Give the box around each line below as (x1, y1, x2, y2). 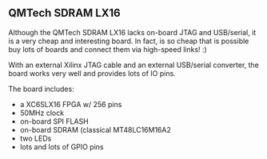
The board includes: (8, 84, 74, 93)
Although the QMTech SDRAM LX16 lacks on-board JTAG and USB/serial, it (8, 27, 257, 37)
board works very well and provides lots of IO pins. (8, 68, 176, 78)
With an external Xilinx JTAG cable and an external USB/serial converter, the (8, 60, 260, 70)
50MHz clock (19, 108, 65, 117)
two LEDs (19, 133, 52, 143)
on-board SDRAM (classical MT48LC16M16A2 (19, 125, 172, 134)
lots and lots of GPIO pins (19, 141, 104, 151)
